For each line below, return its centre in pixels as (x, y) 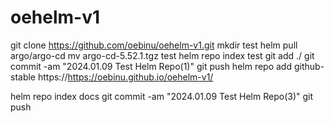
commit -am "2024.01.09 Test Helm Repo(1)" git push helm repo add (151, 66)
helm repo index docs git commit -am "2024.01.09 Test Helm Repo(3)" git (162, 96)
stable (23, 77)
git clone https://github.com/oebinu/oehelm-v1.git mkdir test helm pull (154, 45)
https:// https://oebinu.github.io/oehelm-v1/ (125, 77)
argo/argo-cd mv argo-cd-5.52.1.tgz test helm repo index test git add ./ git (162, 55)
